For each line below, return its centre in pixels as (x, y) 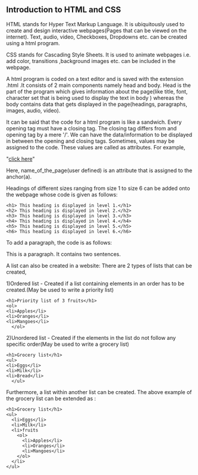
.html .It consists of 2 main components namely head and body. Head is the (99, 85)
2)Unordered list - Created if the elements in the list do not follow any (91, 337)
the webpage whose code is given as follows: (62, 194)
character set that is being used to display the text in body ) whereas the (95, 98)
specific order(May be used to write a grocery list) (68, 344)
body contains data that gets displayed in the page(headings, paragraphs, (97, 104)
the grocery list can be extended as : (51, 398)
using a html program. (33, 43)
